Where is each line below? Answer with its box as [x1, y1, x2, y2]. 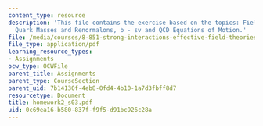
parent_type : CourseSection [8, 77, 100, 85]
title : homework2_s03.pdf [8, 99, 92, 106]
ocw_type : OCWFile [8, 63, 68, 70]
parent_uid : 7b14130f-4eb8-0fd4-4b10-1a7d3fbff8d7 [8, 84, 177, 92]
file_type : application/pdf [8, 41, 100, 49]
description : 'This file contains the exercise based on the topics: [8, 19, 240, 27]
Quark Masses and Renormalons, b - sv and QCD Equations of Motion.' [15, 26, 247, 34]
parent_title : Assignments [8, 70, 96, 77]
